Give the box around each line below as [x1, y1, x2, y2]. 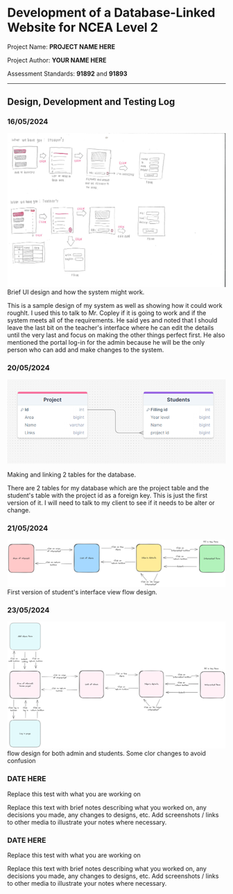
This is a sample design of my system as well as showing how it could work [7, 302, 223, 310]
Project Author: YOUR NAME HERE [7, 55, 107, 64]
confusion [7, 757, 36, 765]
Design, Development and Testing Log [7, 96, 175, 108]
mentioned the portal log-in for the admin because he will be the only [7, 338, 205, 347]
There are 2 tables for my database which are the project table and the [7, 483, 209, 492]
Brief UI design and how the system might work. [7, 288, 145, 296]
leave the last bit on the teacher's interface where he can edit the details [7, 324, 214, 332]
